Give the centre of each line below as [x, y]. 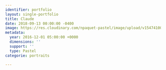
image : [12, 28]
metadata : [15, 33]
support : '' [22, 46]
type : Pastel [23, 51]
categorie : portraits [27, 55]
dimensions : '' [25, 42]
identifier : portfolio [28, 10]
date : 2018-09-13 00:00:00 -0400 [40, 23]
